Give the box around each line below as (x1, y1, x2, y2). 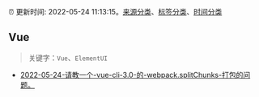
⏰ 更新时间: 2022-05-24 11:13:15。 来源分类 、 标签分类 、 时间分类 (8, 7, 223, 16)
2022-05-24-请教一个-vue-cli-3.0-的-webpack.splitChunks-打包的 (19, 70, 244, 79)
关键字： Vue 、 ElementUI (28, 53, 108, 63)
